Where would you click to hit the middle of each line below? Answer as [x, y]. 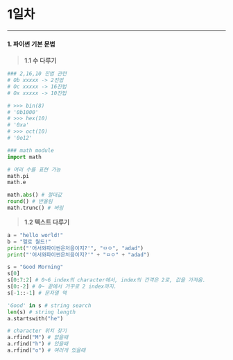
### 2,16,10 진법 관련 [37, 74]
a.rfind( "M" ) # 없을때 [38, 338]
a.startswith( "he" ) [35, 318]
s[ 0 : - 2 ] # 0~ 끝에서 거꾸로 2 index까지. [62, 287]
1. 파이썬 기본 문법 [31, 44]
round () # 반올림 [30, 202]
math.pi [18, 176]
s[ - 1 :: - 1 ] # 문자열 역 [37, 293]
